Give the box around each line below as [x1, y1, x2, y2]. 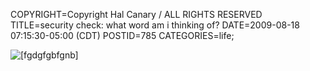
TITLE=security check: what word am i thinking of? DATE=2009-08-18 [10, 19, 300, 31]
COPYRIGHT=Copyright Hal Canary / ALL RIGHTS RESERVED [10, 9, 263, 20]
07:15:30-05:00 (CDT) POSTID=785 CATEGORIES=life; [10, 30, 235, 41]
